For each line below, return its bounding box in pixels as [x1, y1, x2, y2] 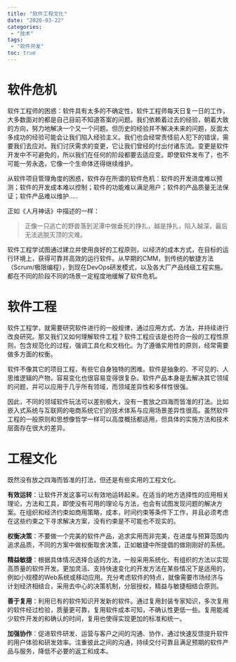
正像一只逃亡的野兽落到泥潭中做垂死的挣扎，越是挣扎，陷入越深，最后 [24, 221, 228, 230]
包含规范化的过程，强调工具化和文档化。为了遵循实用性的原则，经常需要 [19, 341, 229, 349]
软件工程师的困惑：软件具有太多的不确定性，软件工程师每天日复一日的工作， [7, 106, 229, 115]
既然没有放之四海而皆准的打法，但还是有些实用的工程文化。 [7, 475, 180, 483]
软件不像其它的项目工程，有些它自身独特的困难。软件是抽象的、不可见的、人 [7, 365, 229, 373]
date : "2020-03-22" [7, 17, 65, 24]
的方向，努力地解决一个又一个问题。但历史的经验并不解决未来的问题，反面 [7, 124, 223, 132]
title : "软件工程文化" [7, 10, 67, 18]
